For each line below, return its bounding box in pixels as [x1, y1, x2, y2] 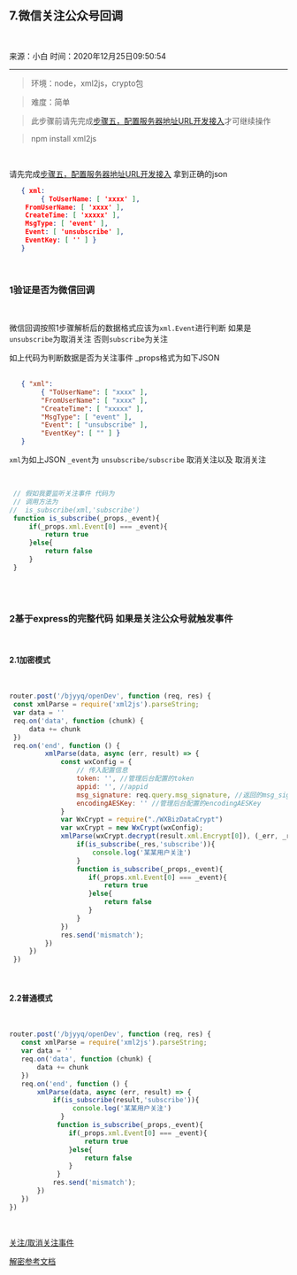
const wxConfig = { [60, 758, 133, 767]
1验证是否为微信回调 [9, 283, 95, 296]
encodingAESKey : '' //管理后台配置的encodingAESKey [76, 799, 262, 807]
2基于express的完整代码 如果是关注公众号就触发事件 [9, 612, 233, 624]
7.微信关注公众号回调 [9, 8, 124, 24]
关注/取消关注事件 [9, 1237, 75, 1248]
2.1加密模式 [9, 654, 51, 665]
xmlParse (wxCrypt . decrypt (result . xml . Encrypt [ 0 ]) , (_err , [60, 831, 278, 841]
